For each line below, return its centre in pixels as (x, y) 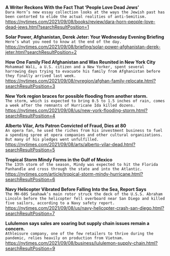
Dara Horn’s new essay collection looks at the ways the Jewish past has (85, 12)
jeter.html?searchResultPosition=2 (41, 52)
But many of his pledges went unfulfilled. (52, 139)
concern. (15, 229)
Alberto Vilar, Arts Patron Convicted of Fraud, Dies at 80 (66, 126)
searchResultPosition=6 (30, 179)
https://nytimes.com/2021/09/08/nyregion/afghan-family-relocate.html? (81, 81)
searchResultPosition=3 (30, 86)
